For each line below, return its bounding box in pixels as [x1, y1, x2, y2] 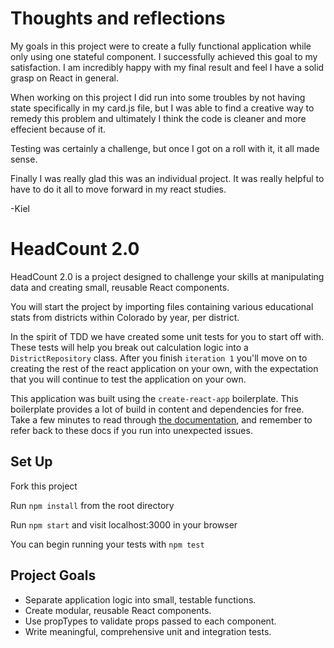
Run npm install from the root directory [10, 499, 175, 511]
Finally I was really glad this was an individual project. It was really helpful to [10, 172, 325, 184]
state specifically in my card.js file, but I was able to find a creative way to [10, 102, 315, 114]
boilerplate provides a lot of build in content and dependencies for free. [10, 403, 305, 415]
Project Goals [10, 567, 97, 584]
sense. [10, 153, 38, 165]
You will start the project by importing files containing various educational [10, 300, 314, 312]
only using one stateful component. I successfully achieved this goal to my [10, 50, 318, 62]
